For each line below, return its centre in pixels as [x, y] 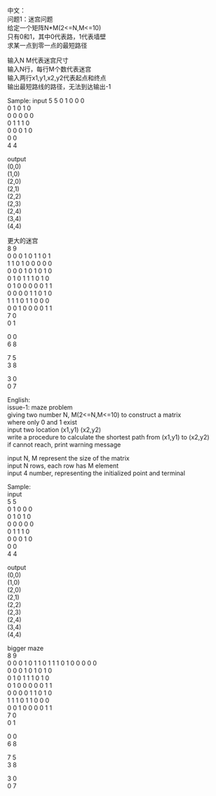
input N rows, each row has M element [63, 466]
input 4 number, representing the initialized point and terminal [96, 473]
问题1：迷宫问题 [30, 19]
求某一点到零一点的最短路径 [47, 45]
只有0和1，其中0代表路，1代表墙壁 [57, 37]
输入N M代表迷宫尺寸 [38, 60]
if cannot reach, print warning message [64, 445]
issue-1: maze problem [40, 407]
